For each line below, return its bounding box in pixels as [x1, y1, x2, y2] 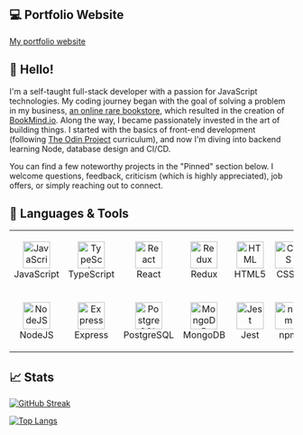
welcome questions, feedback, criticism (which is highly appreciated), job [9, 170, 283, 181]
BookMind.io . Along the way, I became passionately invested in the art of [9, 114, 280, 125]
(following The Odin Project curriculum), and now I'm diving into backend [9, 133, 281, 144]
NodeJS [19, 328, 54, 340]
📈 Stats [9, 369, 55, 385]
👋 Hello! [9, 62, 54, 77]
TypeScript [68, 268, 115, 281]
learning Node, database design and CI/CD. [9, 143, 171, 154]
